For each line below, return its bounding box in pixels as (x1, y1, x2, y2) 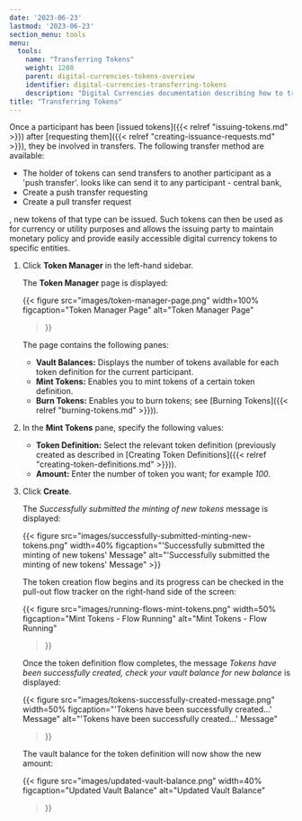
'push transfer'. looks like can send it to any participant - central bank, (22, 178, 282, 188)
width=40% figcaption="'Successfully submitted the (69, 540, 265, 551)
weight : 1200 (25, 64, 75, 73)
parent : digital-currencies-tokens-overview (25, 72, 195, 81)
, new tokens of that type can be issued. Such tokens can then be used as (9, 214, 283, 225)
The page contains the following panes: (22, 340, 169, 351)
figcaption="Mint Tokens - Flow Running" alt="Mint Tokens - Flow (22, 614, 268, 625)
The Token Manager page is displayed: (22, 278, 169, 288)
